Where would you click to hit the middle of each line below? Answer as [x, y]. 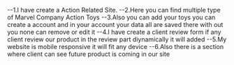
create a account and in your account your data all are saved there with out [115, 25]
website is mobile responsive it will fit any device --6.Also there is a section [116, 47]
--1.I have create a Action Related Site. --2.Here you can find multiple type [114, 10]
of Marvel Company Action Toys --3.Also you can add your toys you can [111, 17]
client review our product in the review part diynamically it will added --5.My [117, 39]
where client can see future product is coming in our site [88, 54]
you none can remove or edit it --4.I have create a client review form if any [114, 32]
